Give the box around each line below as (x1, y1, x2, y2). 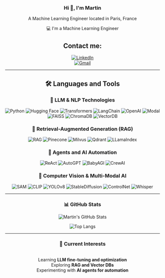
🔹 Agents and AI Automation (48, 149, 117, 156)
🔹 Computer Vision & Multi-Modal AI (38, 173, 127, 179)
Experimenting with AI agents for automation (36, 267, 129, 273)
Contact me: (63, 41, 102, 50)
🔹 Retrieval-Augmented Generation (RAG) (31, 125, 134, 132)
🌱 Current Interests (59, 240, 106, 247)
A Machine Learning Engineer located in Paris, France (28, 16, 137, 22)
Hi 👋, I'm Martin (63, 4, 102, 11)
